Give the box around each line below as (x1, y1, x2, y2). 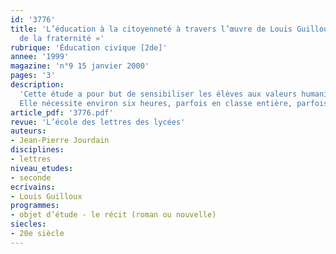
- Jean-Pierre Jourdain (10, 136, 110, 146)
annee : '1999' (10, 52, 70, 62)
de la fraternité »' (19, 33, 105, 43)
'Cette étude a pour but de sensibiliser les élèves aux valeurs (19, 89, 298, 99)
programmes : (10, 201, 60, 211)
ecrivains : (10, 182, 56, 192)
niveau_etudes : (10, 163, 74, 173)
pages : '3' (10, 71, 56, 81)
